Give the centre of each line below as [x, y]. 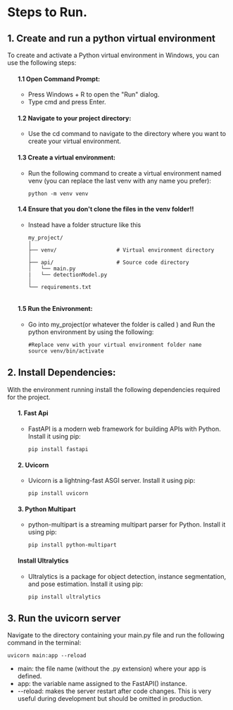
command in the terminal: [44, 643]
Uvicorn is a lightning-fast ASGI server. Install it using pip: [112, 481]
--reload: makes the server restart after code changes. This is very [114, 691]
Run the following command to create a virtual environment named [125, 173]
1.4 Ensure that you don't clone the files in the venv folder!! [106, 209]
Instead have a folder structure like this [84, 225]
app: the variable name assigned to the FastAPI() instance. [102, 684]
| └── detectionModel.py [68, 275]
